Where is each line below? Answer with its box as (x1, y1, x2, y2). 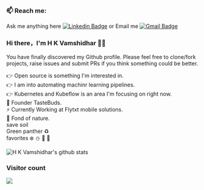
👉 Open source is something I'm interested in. (6, 72, 124, 79)
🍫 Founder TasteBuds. (6, 99, 62, 106)
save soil (6, 121, 29, 128)
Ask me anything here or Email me (6, 23, 139, 30)
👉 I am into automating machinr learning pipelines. (6, 81, 135, 88)
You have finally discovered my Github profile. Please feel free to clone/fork (6, 53, 196, 60)
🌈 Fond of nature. (6, 114, 50, 122)
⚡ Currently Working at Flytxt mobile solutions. (6, 105, 123, 113)
